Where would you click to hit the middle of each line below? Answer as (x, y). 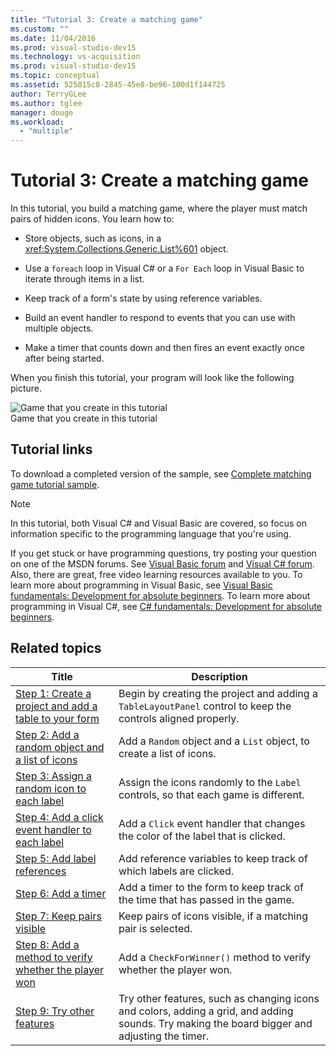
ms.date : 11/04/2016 (53, 38)
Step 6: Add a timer (61, 893)
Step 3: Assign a (54, 776)
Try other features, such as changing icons (219, 998)
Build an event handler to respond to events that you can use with (160, 318)
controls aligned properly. (179, 718)
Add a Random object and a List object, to (214, 741)
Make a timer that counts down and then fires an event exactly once (165, 348)
